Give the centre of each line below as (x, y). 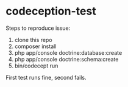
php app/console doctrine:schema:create (66, 59)
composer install (35, 46)
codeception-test (51, 11)
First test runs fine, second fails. (46, 77)
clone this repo (33, 40)
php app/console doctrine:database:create (68, 52)
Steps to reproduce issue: (38, 28)
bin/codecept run (36, 66)
